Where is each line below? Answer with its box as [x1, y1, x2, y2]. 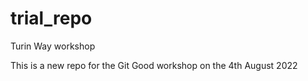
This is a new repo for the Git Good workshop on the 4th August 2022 [10, 59, 298, 71]
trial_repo [10, 7, 93, 30]
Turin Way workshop [10, 40, 96, 52]
